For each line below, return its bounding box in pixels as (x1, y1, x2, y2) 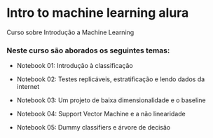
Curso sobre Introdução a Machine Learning (6, 28, 135, 36)
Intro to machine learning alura (6, 5, 189, 21)
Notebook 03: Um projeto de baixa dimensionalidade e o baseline (16, 96, 206, 104)
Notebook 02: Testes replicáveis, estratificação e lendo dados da (16, 75, 205, 83)
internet (16, 83, 40, 91)
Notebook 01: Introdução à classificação (16, 62, 134, 70)
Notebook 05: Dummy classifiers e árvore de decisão (16, 123, 171, 132)
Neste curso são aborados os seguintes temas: (6, 46, 170, 55)
